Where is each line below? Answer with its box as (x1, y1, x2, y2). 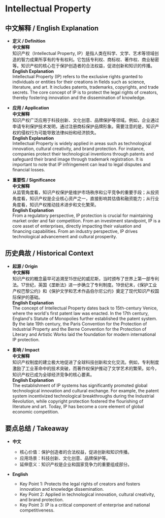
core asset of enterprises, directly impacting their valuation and (12, 223, 141, 229)
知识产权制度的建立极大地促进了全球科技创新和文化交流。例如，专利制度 (12, 359, 159, 365)
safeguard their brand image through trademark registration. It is (12, 156, 143, 162)
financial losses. (12, 167, 45, 172)
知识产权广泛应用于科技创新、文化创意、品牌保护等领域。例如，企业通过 (12, 117, 159, 123)
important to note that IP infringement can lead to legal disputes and (12, 161, 151, 167)
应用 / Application (12, 105, 49, 110)
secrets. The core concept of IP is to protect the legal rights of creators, (12, 90, 158, 95)
